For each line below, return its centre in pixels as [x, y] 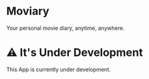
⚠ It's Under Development [75, 53]
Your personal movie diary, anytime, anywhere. [66, 28]
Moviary [28, 11]
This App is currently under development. [59, 69]
